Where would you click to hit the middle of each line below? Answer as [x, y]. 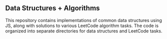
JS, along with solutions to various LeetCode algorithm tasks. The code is [82, 25]
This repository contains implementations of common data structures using [83, 20]
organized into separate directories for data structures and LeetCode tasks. [84, 31]
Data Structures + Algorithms [53, 8]
